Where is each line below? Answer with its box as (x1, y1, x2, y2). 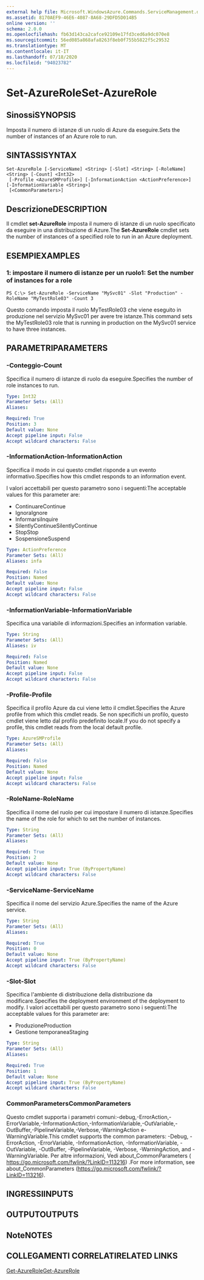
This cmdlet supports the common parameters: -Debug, (49, 1132, 189, 1140)
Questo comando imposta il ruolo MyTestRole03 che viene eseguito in (6, 306, 182, 313)
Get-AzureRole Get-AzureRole (6, 1267, 80, 1274)
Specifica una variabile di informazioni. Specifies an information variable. (6, 620, 188, 627)
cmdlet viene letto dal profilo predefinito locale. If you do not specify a (6, 717, 181, 724)
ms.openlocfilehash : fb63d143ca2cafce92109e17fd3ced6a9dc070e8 (6, 32, 170, 38)
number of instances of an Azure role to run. (6, 132, 117, 140)
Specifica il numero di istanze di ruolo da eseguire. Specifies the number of (6, 375, 193, 383)
